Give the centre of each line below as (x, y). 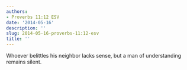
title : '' (18, 39)
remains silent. (24, 62)
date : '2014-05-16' (30, 22)
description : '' (26, 28)
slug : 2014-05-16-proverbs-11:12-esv (53, 34)
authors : (17, 11)
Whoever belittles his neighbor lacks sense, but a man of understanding (94, 56)
